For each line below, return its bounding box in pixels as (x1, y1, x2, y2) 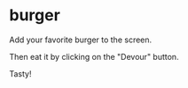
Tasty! (9, 68, 33, 79)
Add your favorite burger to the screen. (9, 34, 153, 45)
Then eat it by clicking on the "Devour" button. (9, 51, 179, 62)
